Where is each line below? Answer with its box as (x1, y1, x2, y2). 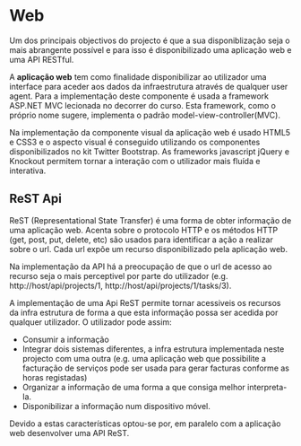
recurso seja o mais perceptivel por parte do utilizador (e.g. (9, 270, 228, 281)
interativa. (9, 165, 47, 176)
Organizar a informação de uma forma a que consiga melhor (21, 381, 246, 392)
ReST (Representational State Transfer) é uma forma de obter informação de (9, 214, 292, 225)
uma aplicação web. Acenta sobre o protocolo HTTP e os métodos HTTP (9, 224, 279, 235)
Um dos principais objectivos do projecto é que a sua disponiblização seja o (9, 35, 290, 46)
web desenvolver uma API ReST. (9, 427, 130, 438)
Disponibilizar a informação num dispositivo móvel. (21, 400, 211, 411)
